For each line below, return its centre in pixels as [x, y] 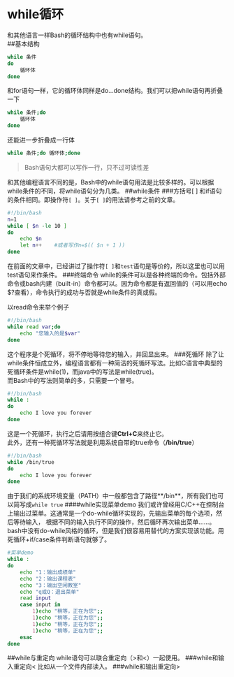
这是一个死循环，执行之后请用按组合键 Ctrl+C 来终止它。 [88, 433]
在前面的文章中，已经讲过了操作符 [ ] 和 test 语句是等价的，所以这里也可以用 [116, 266]
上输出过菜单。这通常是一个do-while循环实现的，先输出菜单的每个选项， [112, 514]
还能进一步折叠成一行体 [41, 140]
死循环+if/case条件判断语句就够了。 [59, 539]
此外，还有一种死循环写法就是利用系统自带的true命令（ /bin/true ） [103, 442]
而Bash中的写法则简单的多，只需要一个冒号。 [73, 380]
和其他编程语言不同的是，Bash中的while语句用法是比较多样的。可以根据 [111, 182]
